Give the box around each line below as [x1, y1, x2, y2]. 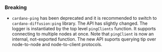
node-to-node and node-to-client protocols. [11, 42, 102, 48]
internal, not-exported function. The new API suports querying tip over [11, 36, 157, 42]
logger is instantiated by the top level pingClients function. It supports [11, 26, 156, 32]
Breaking [4, 4, 27, 11]
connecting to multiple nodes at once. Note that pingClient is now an [11, 31, 154, 37]
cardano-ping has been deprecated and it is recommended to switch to [11, 15, 157, 21]
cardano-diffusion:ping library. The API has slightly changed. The [11, 20, 148, 26]
